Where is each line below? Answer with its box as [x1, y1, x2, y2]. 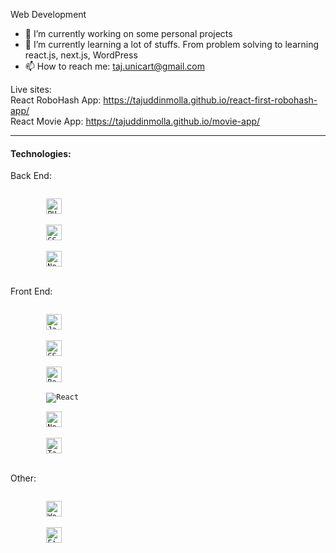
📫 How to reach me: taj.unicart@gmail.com [24, 60, 205, 72]
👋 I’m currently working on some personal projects [24, 28, 233, 39]
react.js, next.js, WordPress [24, 49, 138, 61]
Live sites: [10, 84, 52, 95]
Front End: [10, 285, 53, 298]
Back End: [10, 170, 52, 182]
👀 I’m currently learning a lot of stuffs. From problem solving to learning [24, 39, 319, 50]
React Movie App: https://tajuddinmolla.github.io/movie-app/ [10, 115, 261, 127]
